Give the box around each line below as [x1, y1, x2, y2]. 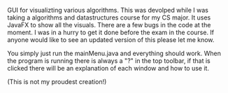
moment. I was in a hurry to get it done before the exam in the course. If [7, 28, 215, 36]
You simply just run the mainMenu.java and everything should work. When [7, 49, 222, 57]
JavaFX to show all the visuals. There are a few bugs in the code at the [7, 21, 211, 29]
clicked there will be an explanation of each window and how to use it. [7, 64, 210, 72]
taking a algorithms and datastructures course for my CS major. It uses [7, 13, 211, 22]
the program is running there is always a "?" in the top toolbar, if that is [7, 57, 211, 65]
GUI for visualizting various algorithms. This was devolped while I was [7, 6, 208, 14]
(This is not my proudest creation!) [7, 78, 107, 86]
